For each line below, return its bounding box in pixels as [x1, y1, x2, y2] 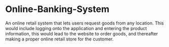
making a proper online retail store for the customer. [5, 36, 114, 42]
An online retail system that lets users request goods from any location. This [5, 20, 164, 26]
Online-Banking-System [5, 3, 110, 15]
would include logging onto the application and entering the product [5, 25, 147, 31]
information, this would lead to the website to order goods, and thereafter [5, 30, 158, 36]
